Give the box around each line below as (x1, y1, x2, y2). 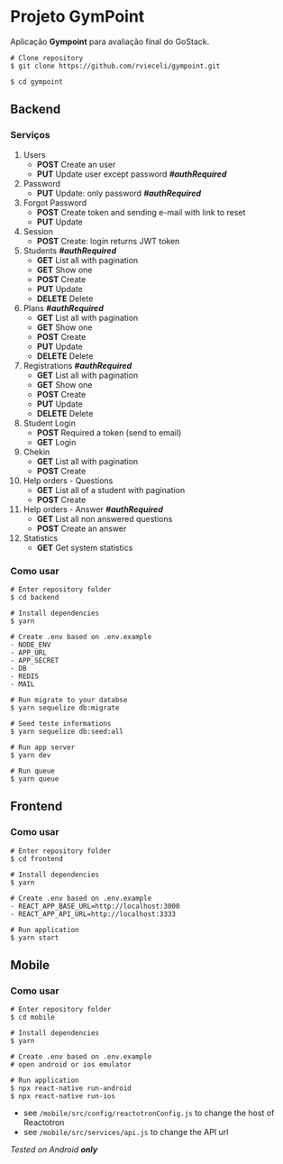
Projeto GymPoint (10, 6, 145, 27)
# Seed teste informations (10, 719, 112, 728)
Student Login (23, 417, 76, 428)
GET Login (36, 436, 77, 447)
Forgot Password (23, 197, 87, 208)
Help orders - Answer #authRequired (23, 503, 163, 515)
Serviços (10, 129, 50, 142)
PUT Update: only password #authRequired (36, 188, 202, 198)
